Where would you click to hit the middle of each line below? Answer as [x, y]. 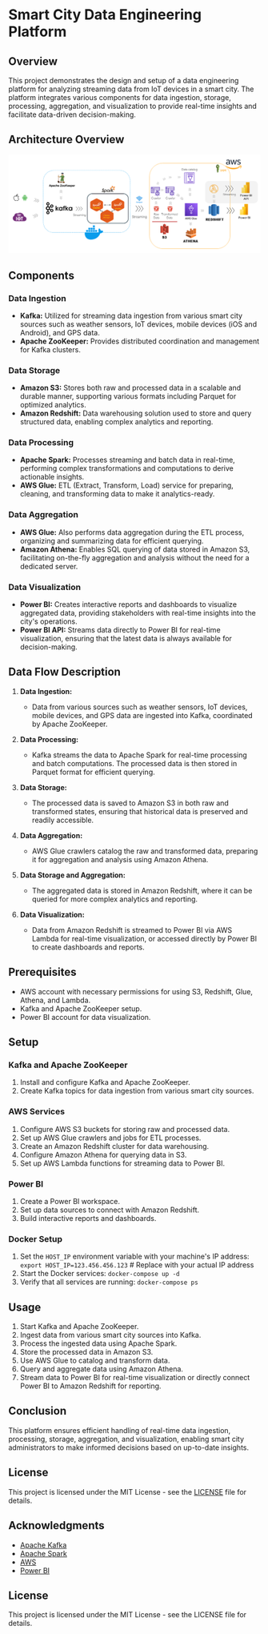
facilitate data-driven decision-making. [72, 114]
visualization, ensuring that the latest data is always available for [126, 639]
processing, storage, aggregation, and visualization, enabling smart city [126, 1439]
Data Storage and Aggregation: [72, 875]
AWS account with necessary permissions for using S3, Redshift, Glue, [136, 991]
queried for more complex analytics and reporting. [115, 899]
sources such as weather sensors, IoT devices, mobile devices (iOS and [138, 324]
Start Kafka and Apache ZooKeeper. [79, 1327]
